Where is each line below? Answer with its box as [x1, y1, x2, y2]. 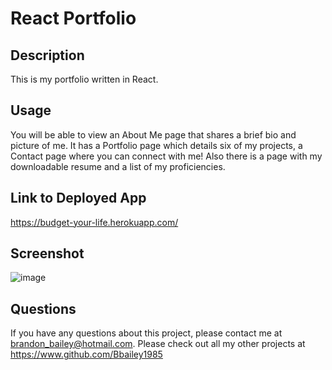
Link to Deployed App [10, 190, 147, 207]
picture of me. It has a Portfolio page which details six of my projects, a [10, 139, 303, 151]
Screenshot [10, 245, 85, 262]
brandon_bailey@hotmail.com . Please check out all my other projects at [10, 338, 306, 350]
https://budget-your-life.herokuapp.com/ [10, 216, 179, 228]
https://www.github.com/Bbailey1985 [10, 348, 163, 361]
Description [10, 47, 85, 64]
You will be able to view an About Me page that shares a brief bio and [10, 128, 297, 141]
